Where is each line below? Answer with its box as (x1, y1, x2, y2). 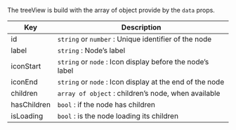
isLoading (11, 111, 44, 121)
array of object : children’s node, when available (57, 89, 221, 98)
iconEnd (11, 77, 38, 87)
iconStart (11, 62, 41, 71)
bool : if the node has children (57, 100, 156, 109)
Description (121, 22, 162, 32)
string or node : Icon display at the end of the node (57, 77, 225, 87)
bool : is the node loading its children (57, 111, 179, 121)
